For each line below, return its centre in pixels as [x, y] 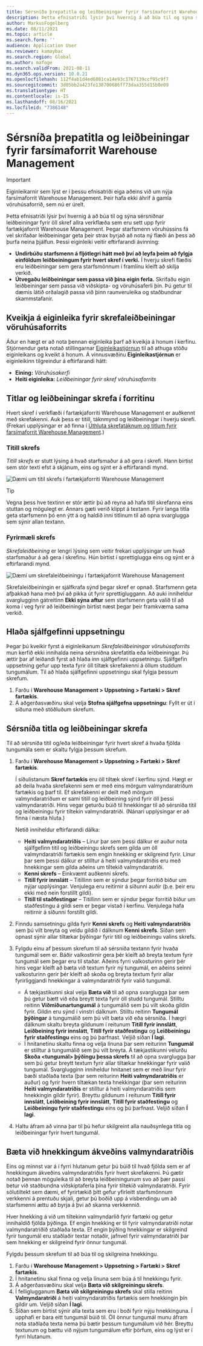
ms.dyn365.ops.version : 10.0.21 [47, 74]
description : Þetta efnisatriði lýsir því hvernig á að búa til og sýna [100, 18]
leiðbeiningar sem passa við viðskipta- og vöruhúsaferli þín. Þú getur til [103, 286]
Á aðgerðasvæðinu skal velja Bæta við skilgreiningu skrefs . [89, 1285]
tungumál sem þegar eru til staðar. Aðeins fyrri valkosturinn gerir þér [100, 961]
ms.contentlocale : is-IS [37, 96]
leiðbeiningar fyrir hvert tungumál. [57, 1133]
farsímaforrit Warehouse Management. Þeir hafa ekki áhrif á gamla [89, 198]
